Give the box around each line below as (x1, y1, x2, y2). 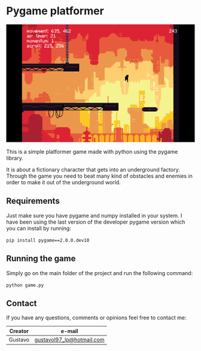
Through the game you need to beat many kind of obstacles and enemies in (6, 172, 193, 179)
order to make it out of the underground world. (6, 178, 121, 186)
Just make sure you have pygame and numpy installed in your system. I (6, 212, 182, 219)
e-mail (60, 327, 78, 334)
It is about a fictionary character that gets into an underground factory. (6, 166, 181, 173)
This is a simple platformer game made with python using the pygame (6, 148, 178, 155)
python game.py (6, 282, 44, 288)
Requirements (6, 196, 60, 206)
